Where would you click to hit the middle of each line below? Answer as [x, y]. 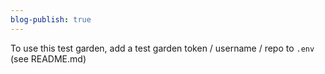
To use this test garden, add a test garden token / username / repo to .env [162, 48]
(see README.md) [48, 58]
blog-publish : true [51, 19]
